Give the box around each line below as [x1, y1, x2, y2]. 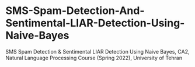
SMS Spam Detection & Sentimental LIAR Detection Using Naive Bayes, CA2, [5, 48, 190, 55]
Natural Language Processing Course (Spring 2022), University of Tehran [5, 54, 182, 61]
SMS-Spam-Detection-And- [5, 4, 145, 17]
